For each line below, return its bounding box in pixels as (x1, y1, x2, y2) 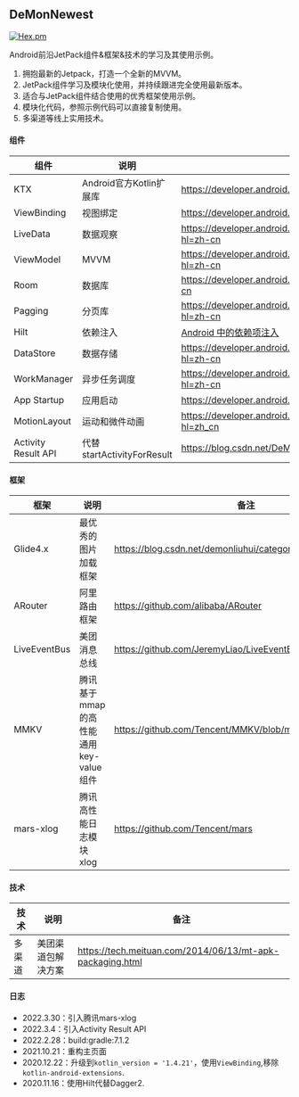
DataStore (13, 347, 56, 359)
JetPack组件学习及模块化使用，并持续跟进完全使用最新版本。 (21, 79, 247, 90)
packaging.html (77, 956, 142, 969)
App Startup (13, 394, 65, 407)
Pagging (13, 305, 49, 318)
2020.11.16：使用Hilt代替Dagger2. (21, 1077, 145, 1088)
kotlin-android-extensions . (21, 1067, 125, 1077)
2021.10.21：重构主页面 (21, 1045, 107, 1056)
